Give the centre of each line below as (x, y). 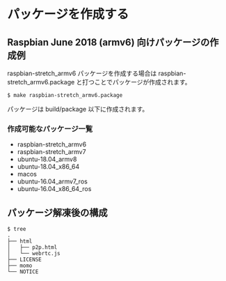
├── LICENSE (24, 260)
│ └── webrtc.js (34, 254)
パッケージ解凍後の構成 (57, 212)
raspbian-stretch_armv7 (51, 152)
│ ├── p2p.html (32, 248)
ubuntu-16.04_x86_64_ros (54, 189)
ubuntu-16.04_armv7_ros (53, 181)
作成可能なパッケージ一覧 (50, 128)
